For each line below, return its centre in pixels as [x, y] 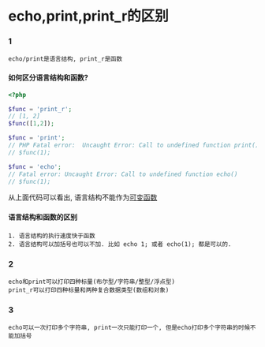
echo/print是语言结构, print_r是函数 [65, 59]
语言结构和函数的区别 [43, 217]
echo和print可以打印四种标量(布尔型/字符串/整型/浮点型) [92, 282]
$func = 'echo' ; [35, 166]
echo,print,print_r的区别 [89, 16]
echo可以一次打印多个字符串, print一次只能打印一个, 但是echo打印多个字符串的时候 [129, 328]
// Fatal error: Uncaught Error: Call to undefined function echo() [123, 174]
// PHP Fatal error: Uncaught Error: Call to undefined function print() [134, 146]
